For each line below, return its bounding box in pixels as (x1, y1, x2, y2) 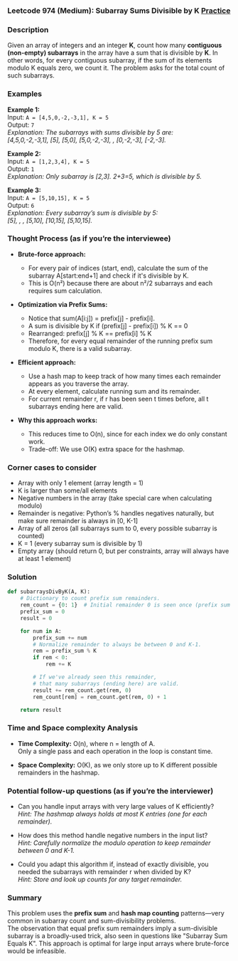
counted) (17, 532, 45, 540)
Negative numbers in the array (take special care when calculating (17, 494, 212, 503)
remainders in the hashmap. (17, 768, 100, 777)
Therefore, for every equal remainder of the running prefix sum (28, 337, 213, 345)
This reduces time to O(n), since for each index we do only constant (28, 429, 227, 438)
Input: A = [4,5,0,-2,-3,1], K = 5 (7, 112, 109, 121)
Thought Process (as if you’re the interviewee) (7, 233, 172, 243)
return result (20, 706, 62, 713)
